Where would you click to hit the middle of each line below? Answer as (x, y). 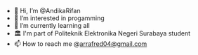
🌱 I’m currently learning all (52, 25)
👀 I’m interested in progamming (59, 18)
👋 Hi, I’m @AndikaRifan (47, 11)
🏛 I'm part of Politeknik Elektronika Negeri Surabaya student (102, 33)
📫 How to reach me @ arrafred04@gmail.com (80, 44)
